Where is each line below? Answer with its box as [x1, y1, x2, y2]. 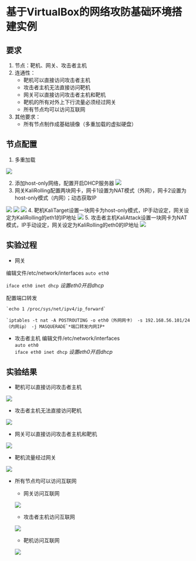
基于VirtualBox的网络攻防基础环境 [6, 5, 172, 19]
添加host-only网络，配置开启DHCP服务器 [14, 180, 114, 187]
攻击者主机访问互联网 [23, 513, 75, 521]
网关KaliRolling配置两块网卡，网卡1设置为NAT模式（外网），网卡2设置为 [14, 187, 187, 194]
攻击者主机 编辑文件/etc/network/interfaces [14, 334, 120, 342]
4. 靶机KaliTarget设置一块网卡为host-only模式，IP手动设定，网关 [28, 207, 184, 214]
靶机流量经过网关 [14, 454, 56, 461]
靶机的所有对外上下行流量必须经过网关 [23, 99, 116, 106]
